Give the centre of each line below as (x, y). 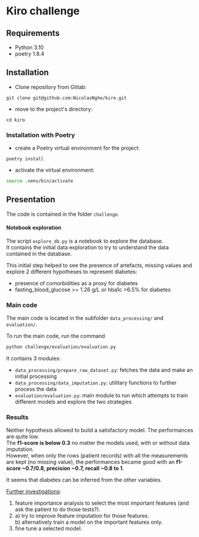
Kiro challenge (43, 11)
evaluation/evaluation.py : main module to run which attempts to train (101, 395)
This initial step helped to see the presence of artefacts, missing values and (99, 265)
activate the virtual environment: (55, 170)
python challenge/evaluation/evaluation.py (61, 347)
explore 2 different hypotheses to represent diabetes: (72, 271)
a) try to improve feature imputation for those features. (82, 516)
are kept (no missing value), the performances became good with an (91, 462)
